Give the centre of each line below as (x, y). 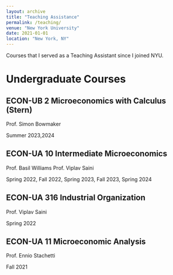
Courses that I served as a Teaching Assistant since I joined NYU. (85, 55)
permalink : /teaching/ (34, 22)
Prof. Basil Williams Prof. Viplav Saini (50, 168)
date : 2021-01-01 (27, 33)
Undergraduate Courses (66, 79)
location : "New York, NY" (37, 39)
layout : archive (26, 11)
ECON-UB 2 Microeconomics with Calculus (86, 101)
